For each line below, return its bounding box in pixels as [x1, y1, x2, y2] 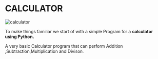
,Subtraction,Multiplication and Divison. [5, 48, 84, 54]
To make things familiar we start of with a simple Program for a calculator [5, 28, 153, 34]
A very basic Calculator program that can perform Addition [5, 43, 123, 49]
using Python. [5, 34, 34, 39]
